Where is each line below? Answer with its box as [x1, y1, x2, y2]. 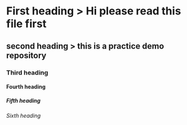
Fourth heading [6, 83, 46, 91]
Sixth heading [6, 112, 41, 120]
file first [6, 17, 47, 31]
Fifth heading [6, 97, 41, 104]
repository [6, 50, 47, 61]
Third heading [6, 68, 48, 76]
